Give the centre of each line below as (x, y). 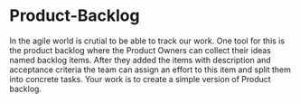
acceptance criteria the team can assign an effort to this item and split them (150, 70)
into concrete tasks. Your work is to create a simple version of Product (140, 79)
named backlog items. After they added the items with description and (140, 60)
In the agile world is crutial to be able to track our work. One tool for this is (147, 41)
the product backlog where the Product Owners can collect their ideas (141, 50)
